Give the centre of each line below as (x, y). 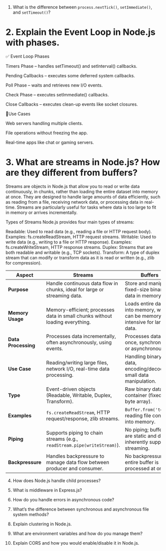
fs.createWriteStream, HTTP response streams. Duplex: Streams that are (79, 247)
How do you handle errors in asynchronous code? (64, 499)
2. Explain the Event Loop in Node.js (81, 32)
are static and (141, 436)
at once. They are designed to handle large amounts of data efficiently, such (83, 197)
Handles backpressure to (75, 456)
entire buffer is (142, 462)
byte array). (138, 401)
